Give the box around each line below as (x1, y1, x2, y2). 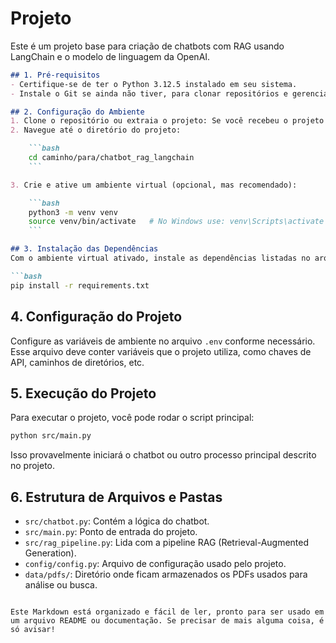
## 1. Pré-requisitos (10, 70, 101, 80)
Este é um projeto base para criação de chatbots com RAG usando (10, 40, 285, 52)
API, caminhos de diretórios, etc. (10, 356, 145, 368)
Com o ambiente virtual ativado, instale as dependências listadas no (10, 253, 311, 264)
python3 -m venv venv (28, 207, 118, 217)
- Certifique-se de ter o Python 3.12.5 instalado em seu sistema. (10, 79, 298, 89)
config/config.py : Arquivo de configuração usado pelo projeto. (24, 558, 287, 569)
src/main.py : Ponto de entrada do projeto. (24, 526, 198, 537)
